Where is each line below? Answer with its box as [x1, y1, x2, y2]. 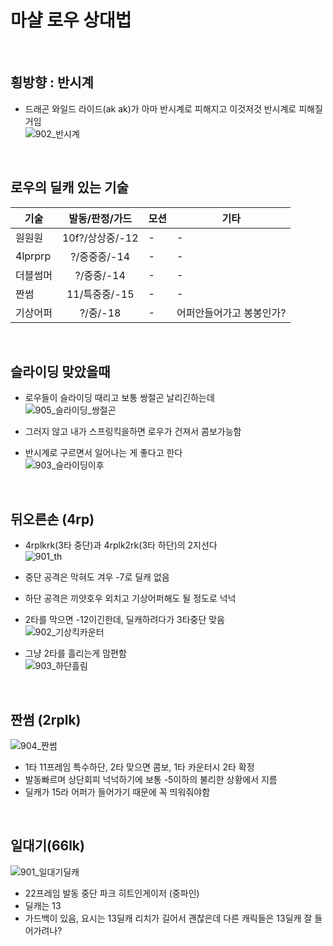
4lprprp [15, 249, 52, 263]
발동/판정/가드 [68, 211, 133, 225]
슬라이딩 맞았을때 [10, 363, 111, 380]
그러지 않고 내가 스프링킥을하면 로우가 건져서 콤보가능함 [24, 426, 242, 438]
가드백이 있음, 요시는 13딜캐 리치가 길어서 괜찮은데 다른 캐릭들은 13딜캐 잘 [24, 912, 313, 924]
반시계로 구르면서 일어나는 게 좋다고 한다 [24, 447, 183, 459]
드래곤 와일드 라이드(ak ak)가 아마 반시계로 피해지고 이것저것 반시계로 [24, 102, 297, 115]
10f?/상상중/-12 [61, 231, 139, 245]
